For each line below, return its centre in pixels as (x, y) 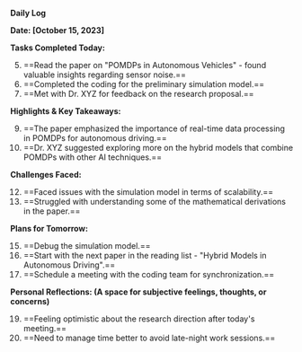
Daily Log (28, 13)
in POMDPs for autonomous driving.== (95, 138)
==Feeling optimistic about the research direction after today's (139, 319)
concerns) (30, 301)
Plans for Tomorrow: (49, 229)
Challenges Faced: (46, 175)
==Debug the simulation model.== (87, 246)
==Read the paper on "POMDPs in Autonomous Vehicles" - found (145, 65)
